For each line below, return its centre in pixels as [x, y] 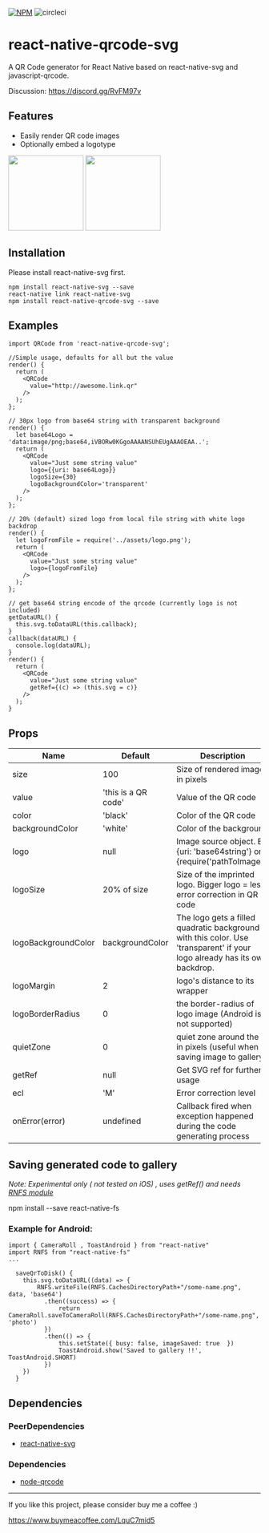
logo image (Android [215, 1014]
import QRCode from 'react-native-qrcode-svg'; [89, 344]
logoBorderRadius [46, 1014]
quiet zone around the [217, 1037]
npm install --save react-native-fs [64, 1208]
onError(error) [39, 1121]
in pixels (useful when [217, 1047]
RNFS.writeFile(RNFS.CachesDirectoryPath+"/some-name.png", [139, 1288]
